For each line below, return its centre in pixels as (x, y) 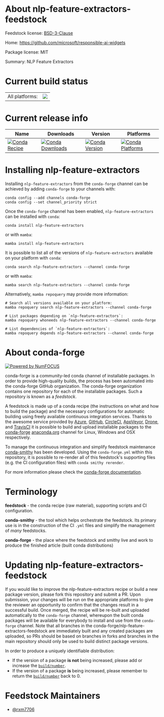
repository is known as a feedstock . (41, 397)
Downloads (61, 133)
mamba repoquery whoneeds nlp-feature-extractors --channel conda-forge (81, 320)
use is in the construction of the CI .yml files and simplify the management (80, 525)
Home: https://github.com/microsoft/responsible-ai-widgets (65, 42)
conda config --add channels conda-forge (48, 198)
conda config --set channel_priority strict (51, 202)
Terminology (31, 491)
